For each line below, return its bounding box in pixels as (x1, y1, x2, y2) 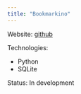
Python (17, 57, 39, 66)
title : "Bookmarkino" (7, 10, 71, 18)
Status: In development (7, 78, 75, 87)
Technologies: (7, 43, 49, 52)
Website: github (7, 30, 53, 38)
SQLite (17, 64, 37, 73)
